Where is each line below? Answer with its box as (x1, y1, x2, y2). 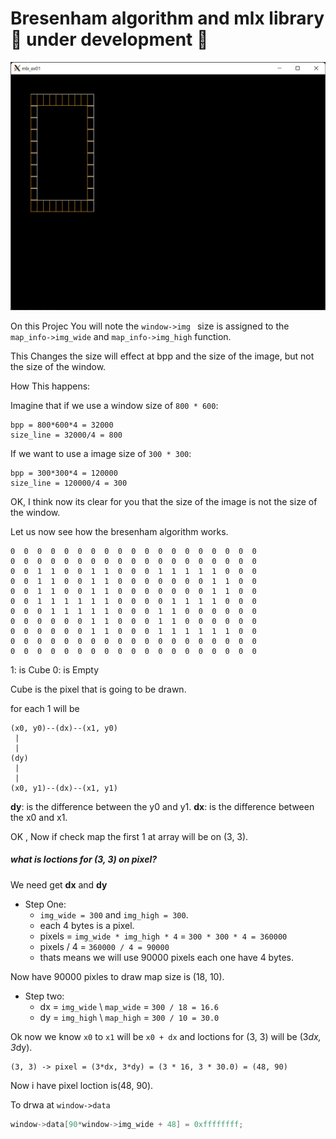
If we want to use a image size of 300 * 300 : (10, 447, 192, 459)
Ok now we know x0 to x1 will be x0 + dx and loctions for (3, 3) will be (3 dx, (10, 1030, 322, 1042)
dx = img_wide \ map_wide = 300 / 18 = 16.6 (39, 1000, 219, 1012)
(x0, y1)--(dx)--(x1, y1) (10, 783, 118, 793)
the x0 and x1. (10, 811, 68, 823)
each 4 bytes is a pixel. (39, 919, 135, 931)
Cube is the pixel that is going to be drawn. (10, 683, 187, 695)
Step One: (24, 898, 67, 910)
